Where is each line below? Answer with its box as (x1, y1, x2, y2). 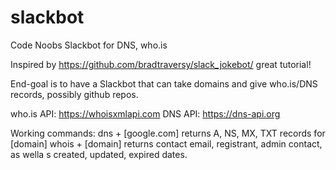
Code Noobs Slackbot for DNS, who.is (10, 39, 168, 51)
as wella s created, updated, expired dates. (10, 148, 188, 160)
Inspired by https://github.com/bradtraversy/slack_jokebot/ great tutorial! (10, 58, 312, 70)
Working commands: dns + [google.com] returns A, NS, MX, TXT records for (10, 127, 326, 139)
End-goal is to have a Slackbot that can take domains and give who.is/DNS (10, 77, 318, 90)
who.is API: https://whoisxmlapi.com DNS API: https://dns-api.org (10, 107, 281, 120)
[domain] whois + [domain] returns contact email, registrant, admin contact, (10, 137, 323, 150)
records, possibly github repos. (10, 88, 139, 100)
